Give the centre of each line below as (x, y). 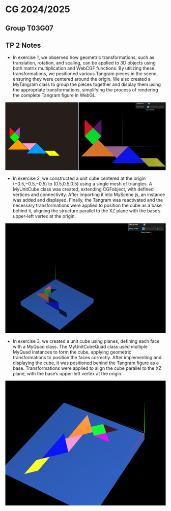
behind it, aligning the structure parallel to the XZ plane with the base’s (87, 211)
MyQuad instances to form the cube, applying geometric (72, 352)
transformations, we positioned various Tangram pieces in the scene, (85, 74)
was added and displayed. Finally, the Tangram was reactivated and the (88, 200)
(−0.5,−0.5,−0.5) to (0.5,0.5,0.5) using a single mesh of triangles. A (82, 184)
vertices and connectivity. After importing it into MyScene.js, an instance (89, 195)
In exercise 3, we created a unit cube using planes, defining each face (86, 341)
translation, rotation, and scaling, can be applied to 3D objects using (84, 63)
